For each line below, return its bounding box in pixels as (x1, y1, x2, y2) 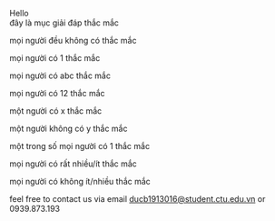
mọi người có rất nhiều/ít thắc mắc (9, 158, 138, 169)
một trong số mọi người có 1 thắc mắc (9, 141, 151, 151)
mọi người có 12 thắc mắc (9, 88, 105, 98)
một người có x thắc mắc (9, 105, 103, 116)
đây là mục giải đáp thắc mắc (9, 17, 120, 28)
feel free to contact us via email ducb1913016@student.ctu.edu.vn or (9, 194, 266, 204)
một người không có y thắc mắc (9, 123, 128, 134)
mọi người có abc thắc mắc (9, 70, 112, 81)
